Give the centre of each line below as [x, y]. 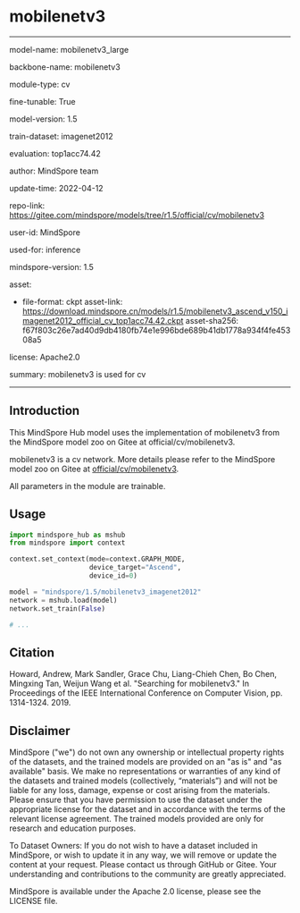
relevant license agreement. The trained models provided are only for [137, 819]
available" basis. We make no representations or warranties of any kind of [145, 772]
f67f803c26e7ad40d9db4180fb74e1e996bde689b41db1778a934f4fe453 [156, 330]
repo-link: [27, 205]
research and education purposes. [73, 828]
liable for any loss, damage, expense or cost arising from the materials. [140, 790]
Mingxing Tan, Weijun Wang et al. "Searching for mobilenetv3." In [129, 684]
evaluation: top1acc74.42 [55, 153]
